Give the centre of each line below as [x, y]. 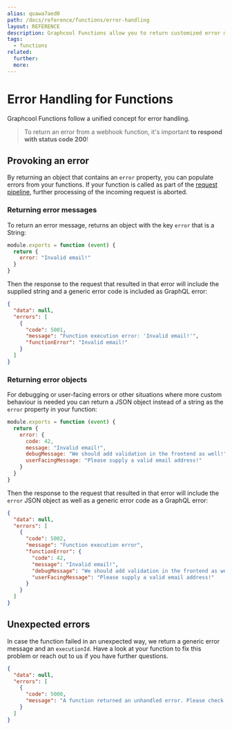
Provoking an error [48, 161]
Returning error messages [52, 210]
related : [20, 53]
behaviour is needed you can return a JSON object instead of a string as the [115, 402]
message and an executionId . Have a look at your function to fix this [104, 648]
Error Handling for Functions [90, 99]
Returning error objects [47, 380]
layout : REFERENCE [33, 26]
